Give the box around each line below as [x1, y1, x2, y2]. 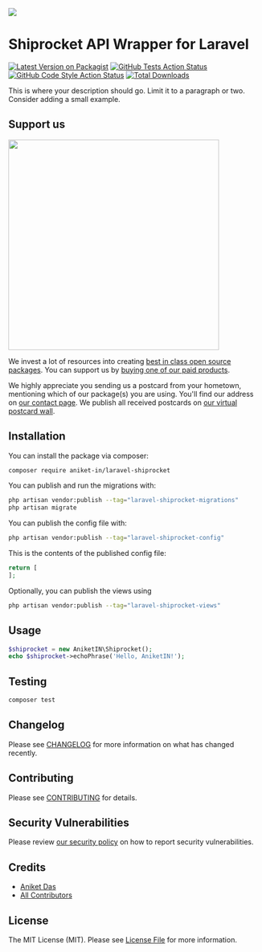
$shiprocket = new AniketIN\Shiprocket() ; [8, 645, 153, 653]
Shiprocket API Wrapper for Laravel [8, 35, 249, 54]
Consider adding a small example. [8, 94, 121, 104]
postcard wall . [8, 406, 55, 415]
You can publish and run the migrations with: [8, 480, 157, 490]
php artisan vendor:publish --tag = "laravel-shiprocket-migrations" [8, 496, 239, 505]
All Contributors [19, 890, 72, 900]
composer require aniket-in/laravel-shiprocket [8, 466, 171, 474]
